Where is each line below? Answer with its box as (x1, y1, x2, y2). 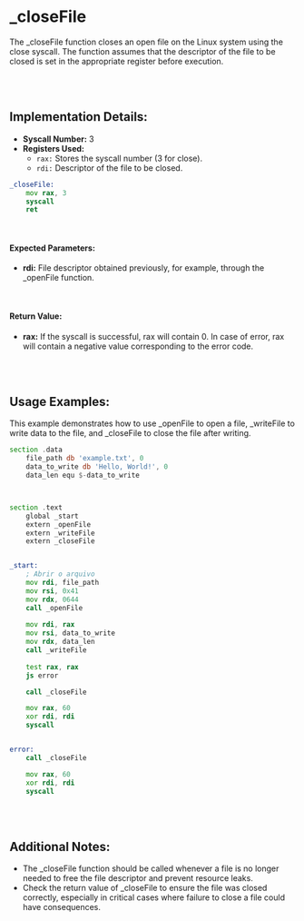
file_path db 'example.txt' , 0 (25, 454, 144, 463)
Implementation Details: (9, 109, 148, 124)
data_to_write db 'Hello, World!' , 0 (25, 462, 169, 471)
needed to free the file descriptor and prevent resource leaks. (22, 873, 254, 884)
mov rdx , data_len (25, 638, 95, 647)
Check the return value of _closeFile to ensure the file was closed (22, 883, 268, 894)
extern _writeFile (25, 529, 95, 538)
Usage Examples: (9, 394, 111, 410)
